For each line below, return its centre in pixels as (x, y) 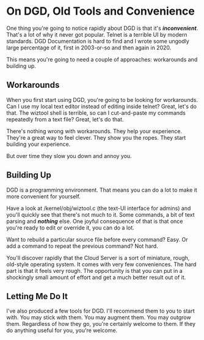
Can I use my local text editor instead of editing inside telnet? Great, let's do (102, 106)
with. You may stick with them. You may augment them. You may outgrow (99, 317)
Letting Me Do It (37, 296)
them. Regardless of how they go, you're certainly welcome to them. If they (101, 324)
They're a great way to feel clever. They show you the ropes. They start (96, 137)
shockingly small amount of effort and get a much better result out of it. (96, 277)
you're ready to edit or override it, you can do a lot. (70, 228)
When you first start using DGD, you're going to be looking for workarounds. (102, 99)
